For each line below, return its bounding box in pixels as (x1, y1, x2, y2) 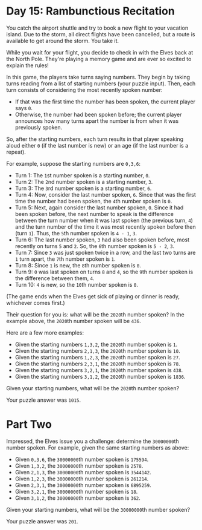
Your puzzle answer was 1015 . (6, 396, 81, 404)
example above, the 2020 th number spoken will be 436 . (6, 317, 141, 324)
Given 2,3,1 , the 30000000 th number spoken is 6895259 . (14, 481, 152, 488)
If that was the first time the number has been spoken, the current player (14, 98, 196, 105)
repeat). (6, 148, 26, 155)
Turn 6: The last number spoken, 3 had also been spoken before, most (14, 236, 190, 243)
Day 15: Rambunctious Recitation (6, 4, 175, 18)
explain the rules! (6, 62, 49, 69)
